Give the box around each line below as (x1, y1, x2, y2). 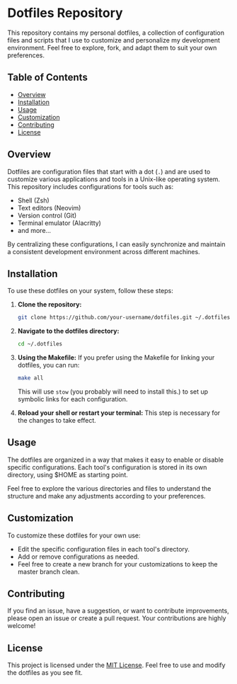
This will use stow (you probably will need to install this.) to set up (17, 387, 209, 396)
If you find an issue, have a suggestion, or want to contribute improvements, (7, 607, 230, 615)
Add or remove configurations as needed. (17, 552, 139, 561)
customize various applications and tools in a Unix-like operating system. (7, 175, 221, 183)
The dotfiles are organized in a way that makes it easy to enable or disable (7, 455, 224, 464)
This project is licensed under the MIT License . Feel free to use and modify (7, 661, 226, 670)
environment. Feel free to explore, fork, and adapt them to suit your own (7, 43, 217, 52)
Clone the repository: (17, 300, 82, 309)
